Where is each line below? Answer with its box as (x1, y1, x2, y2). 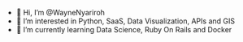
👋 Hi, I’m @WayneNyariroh (15, 8, 106, 17)
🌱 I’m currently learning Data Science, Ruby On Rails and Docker (15, 25, 232, 34)
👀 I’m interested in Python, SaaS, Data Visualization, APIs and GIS (15, 16, 236, 26)
